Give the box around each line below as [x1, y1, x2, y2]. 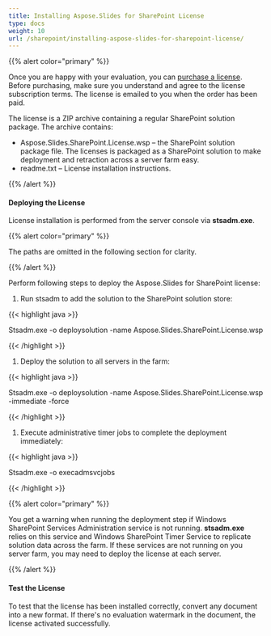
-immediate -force [8, 397, 70, 406]
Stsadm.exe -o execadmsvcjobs [8, 468, 116, 478]
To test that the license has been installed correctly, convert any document [8, 601, 258, 611]
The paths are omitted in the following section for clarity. [8, 247, 197, 257]
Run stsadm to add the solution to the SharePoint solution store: [19, 294, 233, 304]
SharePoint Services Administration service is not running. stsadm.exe [8, 523, 245, 533]
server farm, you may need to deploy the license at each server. [8, 549, 222, 558]
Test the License [8, 583, 66, 593]
